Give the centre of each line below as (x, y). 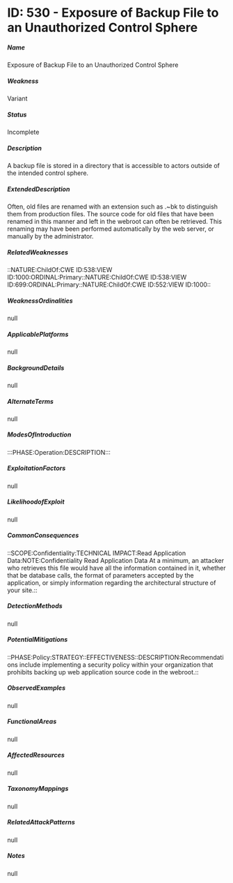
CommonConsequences (43, 536)
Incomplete (23, 132)
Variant (17, 98)
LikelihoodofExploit (36, 502)
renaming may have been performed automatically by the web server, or (111, 229)
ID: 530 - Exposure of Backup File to (113, 13)
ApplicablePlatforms (38, 334)
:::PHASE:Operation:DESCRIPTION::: (59, 452)
